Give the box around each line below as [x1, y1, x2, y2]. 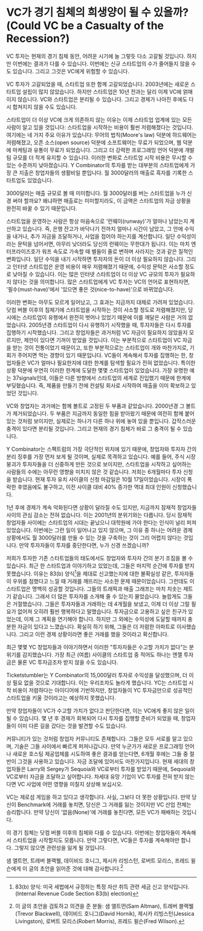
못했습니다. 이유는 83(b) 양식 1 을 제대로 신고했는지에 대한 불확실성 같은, [6, 569, 173, 577]
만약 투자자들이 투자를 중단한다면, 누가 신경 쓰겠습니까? [19, 542, 149, 549]
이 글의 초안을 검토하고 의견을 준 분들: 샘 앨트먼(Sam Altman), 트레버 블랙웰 [14, 903, 194, 910]
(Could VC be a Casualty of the [6, 19, 164, 33]
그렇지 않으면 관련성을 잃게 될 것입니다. [14, 844, 106, 851]
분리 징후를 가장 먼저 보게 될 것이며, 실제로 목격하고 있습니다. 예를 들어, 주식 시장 [6, 452, 196, 460]
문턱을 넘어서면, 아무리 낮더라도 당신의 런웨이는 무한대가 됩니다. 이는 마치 [17, 240, 190, 247]
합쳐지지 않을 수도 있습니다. [12, 103, 77, 110]
